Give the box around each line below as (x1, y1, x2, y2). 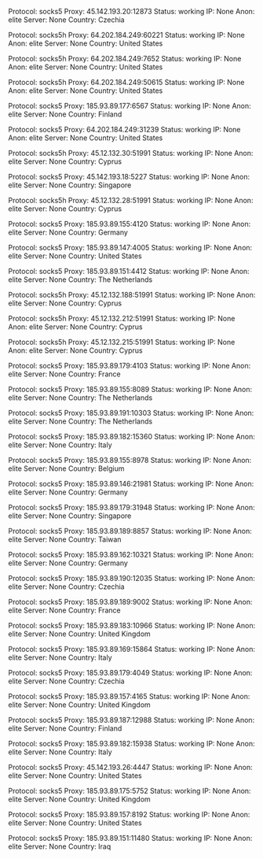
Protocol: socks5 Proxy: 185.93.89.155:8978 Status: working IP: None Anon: (8, 456, 252, 465)
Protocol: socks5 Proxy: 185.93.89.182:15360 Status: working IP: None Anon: (8, 432, 255, 441)
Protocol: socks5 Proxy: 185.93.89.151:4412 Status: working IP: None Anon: (8, 267, 250, 276)
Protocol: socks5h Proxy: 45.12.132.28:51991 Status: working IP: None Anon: (8, 196, 254, 205)
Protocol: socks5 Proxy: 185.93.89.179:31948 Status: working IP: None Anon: (8, 503, 255, 512)
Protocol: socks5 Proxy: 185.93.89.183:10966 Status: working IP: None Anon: (8, 621, 256, 630)
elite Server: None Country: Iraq (8, 842, 111, 851)
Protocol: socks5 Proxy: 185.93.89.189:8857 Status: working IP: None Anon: (8, 527, 253, 535)
